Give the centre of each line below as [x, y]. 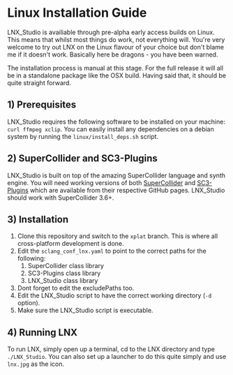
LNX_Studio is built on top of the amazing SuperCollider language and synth [116, 175]
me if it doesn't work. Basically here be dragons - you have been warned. [113, 54]
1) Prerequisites [42, 105]
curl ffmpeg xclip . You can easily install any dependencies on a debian [111, 129]
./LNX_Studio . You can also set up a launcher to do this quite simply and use [117, 357]
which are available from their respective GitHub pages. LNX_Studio [128, 190]
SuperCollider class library [66, 266]
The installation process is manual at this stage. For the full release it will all [115, 68]
